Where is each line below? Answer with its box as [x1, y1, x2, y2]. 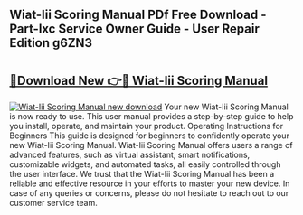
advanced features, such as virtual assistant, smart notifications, [9, 149, 251, 160]
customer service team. [9, 198, 98, 208]
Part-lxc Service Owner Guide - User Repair [9, 22, 260, 37]
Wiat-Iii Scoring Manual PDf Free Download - [9, 7, 267, 23]
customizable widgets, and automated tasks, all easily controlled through [9, 159, 281, 170]
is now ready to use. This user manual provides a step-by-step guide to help [9, 111, 294, 121]
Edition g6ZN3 [9, 35, 93, 51]
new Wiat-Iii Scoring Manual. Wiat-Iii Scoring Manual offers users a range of [9, 140, 294, 150]
